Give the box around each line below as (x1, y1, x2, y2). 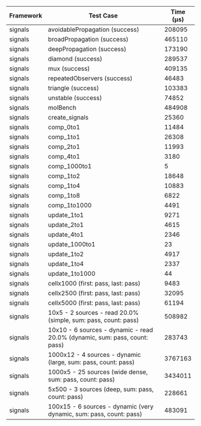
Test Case (89, 11, 118, 20)
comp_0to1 (47, 123, 81, 131)
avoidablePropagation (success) (47, 25, 139, 34)
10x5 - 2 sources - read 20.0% (47, 309, 139, 317)
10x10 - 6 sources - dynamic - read (47, 326, 154, 334)
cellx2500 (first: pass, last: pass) (47, 289, 141, 297)
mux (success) (47, 64, 90, 73)
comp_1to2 (47, 172, 81, 180)
